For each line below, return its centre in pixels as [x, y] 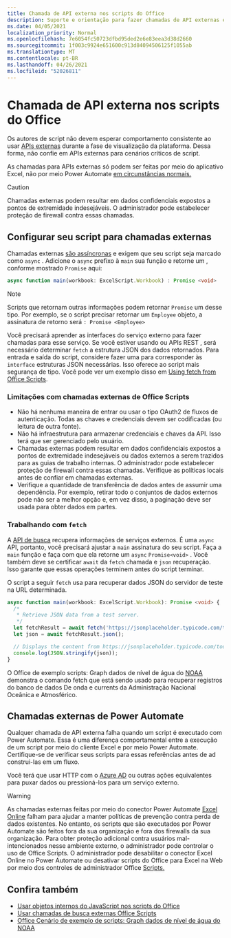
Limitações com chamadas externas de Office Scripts [98, 397]
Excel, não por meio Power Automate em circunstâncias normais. [99, 174]
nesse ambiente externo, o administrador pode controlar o [131, 846]
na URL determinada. [37, 590]
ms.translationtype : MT [41, 52]
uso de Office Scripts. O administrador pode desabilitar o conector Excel [110, 853]
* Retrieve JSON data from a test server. [78, 615]
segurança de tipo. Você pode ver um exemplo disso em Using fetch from [112, 372]
